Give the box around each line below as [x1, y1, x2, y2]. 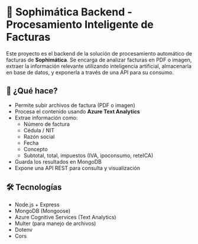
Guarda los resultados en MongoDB [14, 158, 102, 165]
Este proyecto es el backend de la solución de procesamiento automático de [6, 50, 192, 57]
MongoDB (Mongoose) [14, 207, 71, 214]
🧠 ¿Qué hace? [6, 86, 58, 96]
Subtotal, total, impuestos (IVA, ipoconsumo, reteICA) [23, 152, 154, 159]
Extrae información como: [14, 114, 78, 121]
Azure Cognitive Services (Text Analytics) [14, 213, 116, 220]
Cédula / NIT [23, 126, 55, 134]
